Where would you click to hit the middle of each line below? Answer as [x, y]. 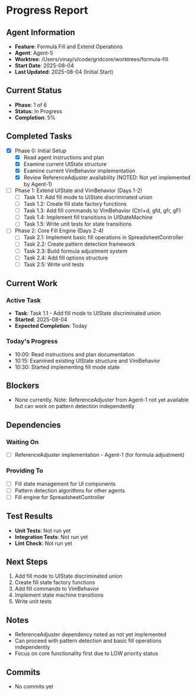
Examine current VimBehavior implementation [79, 171]
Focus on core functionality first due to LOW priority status [86, 653]
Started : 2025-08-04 [41, 319]
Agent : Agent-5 [34, 53]
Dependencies [33, 425]
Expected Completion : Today [51, 326]
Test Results [30, 516]
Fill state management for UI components [65, 484]
